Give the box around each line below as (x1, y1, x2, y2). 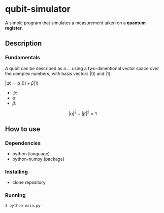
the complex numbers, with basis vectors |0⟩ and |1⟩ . (5, 71, 112, 76)
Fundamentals (5, 54, 40, 61)
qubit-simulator (5, 3, 70, 15)
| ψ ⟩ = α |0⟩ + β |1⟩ (5, 80, 39, 86)
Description (5, 39, 42, 48)
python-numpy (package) (12, 156, 65, 162)
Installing (5, 168, 28, 175)
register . (5, 25, 23, 31)
